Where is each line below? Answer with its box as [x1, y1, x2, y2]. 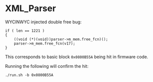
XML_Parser [5, 3, 56, 14]
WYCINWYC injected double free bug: [5, 19, 82, 25]
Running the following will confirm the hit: [5, 63, 89, 69]
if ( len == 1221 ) [5, 28, 45, 33]
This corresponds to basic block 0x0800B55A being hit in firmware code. [5, 54, 148, 60]
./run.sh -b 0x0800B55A [5, 72, 54, 78]
